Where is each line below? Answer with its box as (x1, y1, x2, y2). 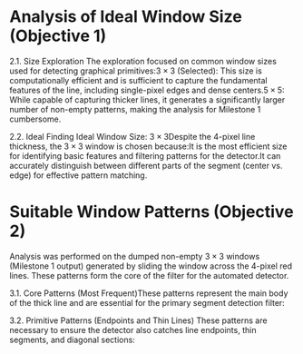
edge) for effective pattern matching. (9, 170, 148, 181)
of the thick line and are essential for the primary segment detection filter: (9, 297, 286, 308)
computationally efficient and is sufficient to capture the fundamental (9, 74, 268, 85)
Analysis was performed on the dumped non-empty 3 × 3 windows (9, 251, 260, 261)
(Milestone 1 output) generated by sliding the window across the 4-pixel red (9, 261, 293, 271)
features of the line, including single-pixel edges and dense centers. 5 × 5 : (9, 84, 285, 95)
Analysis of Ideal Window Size (9, 6, 242, 27)
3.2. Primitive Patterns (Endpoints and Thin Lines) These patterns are (9, 315, 268, 326)
